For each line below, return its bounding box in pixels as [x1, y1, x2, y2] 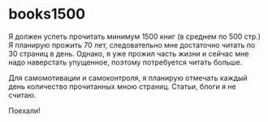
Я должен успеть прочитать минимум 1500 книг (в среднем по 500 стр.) [8, 32, 262, 41]
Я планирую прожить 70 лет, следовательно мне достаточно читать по [8, 40, 256, 49]
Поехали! [8, 106, 41, 116]
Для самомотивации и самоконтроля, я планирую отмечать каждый [8, 73, 248, 82]
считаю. [8, 90, 37, 99]
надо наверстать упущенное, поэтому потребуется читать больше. [8, 57, 243, 67]
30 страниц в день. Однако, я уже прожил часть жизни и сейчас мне [8, 48, 249, 58]
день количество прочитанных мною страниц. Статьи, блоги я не [8, 82, 237, 91]
